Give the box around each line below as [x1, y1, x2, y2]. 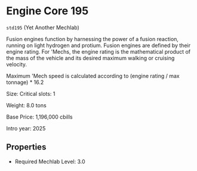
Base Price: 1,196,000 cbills [6, 113, 73, 120]
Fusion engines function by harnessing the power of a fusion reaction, [6, 35, 179, 42]
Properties [6, 142, 47, 153]
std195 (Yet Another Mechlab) [6, 24, 79, 31]
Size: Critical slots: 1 [6, 90, 56, 97]
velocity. [6, 61, 27, 68]
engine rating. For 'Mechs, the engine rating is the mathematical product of [6, 48, 191, 55]
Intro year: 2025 [6, 125, 46, 132]
